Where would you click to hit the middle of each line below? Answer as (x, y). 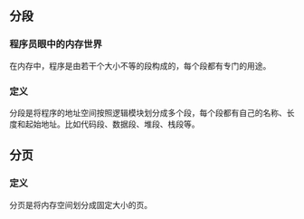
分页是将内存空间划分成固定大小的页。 (81, 205)
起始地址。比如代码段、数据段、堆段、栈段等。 (112, 124)
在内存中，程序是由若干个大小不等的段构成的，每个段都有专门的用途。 (140, 65)
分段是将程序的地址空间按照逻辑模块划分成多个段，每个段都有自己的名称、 (148, 112)
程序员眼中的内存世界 (56, 44)
